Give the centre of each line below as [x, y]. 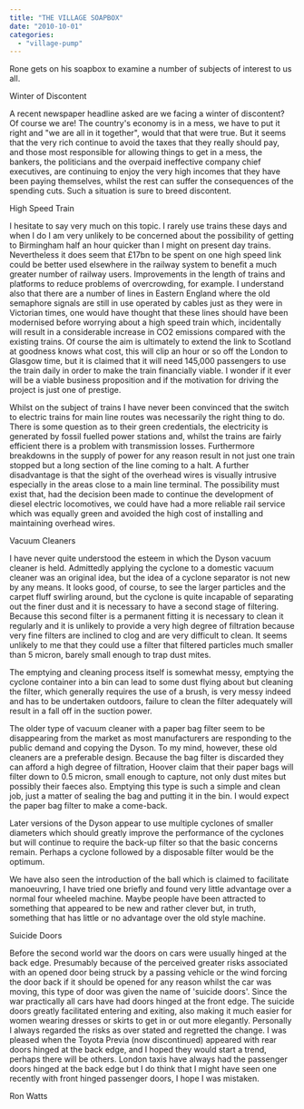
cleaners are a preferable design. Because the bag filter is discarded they [147, 758]
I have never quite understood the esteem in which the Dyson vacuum [140, 558]
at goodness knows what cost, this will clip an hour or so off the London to [149, 351]
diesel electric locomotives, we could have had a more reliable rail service [147, 504]
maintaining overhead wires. [62, 524]
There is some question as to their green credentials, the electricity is [139, 427]
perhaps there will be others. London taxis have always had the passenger [148, 1059]
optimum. [27, 862]
